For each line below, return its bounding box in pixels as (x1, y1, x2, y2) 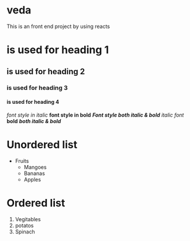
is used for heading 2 (6, 67, 85, 76)
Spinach (15, 228, 36, 235)
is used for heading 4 (6, 99, 60, 106)
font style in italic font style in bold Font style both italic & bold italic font (6, 111, 184, 118)
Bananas (23, 170, 46, 177)
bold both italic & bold (6, 117, 61, 124)
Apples (23, 176, 42, 183)
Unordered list (6, 138, 78, 151)
